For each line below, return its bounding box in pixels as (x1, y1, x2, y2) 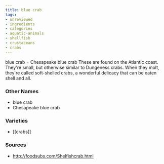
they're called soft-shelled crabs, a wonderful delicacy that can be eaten (5, 69, 157, 76)
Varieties (5, 117, 28, 124)
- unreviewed (5, 17, 33, 22)
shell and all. (5, 75, 31, 81)
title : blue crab (5, 7, 42, 13)
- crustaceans (5, 40, 35, 46)
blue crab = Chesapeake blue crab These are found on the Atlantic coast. (5, 59, 158, 65)
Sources (5, 141, 26, 148)
